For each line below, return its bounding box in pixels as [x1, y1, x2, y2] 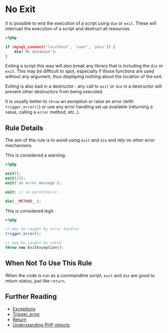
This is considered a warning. [5, 152, 66, 158]
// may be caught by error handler [5, 227, 80, 232]
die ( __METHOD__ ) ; [5, 198, 42, 204]
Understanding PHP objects [12, 321, 70, 328]
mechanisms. [5, 143, 33, 149]
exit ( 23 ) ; [5, 176, 26, 181]
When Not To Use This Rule [5, 259, 92, 268]
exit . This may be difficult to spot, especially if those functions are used [5, 68, 154, 74]
